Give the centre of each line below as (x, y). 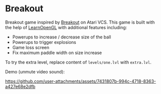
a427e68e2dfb (20, 86)
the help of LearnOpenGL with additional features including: (66, 27)
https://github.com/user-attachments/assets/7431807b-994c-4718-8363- (80, 81)
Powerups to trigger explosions (44, 42)
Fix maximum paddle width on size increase (57, 53)
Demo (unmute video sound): (35, 71)
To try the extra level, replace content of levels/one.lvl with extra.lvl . (78, 62)
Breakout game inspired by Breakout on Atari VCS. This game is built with (80, 22)
